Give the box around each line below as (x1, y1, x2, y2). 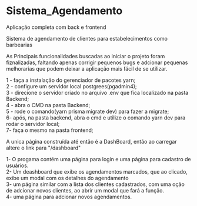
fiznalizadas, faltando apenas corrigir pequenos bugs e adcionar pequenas (6, 59, 188, 66)
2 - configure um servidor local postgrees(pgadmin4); (6, 82, 137, 89)
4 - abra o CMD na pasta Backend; (6, 101, 91, 108)
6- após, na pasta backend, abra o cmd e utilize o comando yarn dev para (6, 114, 186, 121)
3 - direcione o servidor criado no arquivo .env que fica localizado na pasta (6, 89, 189, 96)
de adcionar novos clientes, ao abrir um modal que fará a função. (6, 187, 165, 194)
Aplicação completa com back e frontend (6, 24, 106, 31)
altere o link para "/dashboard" (6, 144, 81, 151)
